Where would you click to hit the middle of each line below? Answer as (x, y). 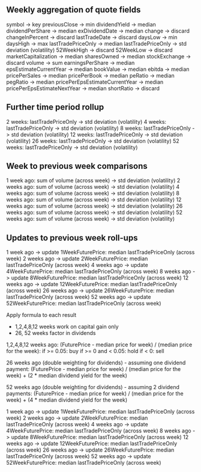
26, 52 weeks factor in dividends (55, 333)
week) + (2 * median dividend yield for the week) (67, 376)
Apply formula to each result (41, 315)
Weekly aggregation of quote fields (73, 10)
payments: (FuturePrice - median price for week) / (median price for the (95, 394)
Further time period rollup (55, 107)
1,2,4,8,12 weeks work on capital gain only (67, 326)
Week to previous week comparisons (77, 166)
